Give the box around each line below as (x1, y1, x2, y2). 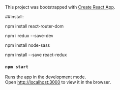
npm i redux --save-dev (5, 33, 54, 38)
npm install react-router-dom (5, 23, 64, 29)
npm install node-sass (5, 42, 50, 48)
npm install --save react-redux (5, 52, 67, 58)
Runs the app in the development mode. (5, 74, 86, 80)
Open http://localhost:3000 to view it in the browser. (5, 79, 111, 85)
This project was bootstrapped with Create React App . (5, 4, 116, 10)
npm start (5, 64, 29, 69)
